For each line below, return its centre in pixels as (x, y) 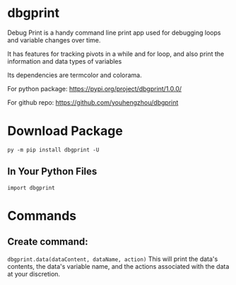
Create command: (48, 242)
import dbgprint (31, 188)
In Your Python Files (52, 171)
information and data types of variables (65, 61)
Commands (42, 215)
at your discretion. (34, 274)
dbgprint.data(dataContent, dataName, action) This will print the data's (113, 259)
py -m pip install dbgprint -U (53, 150)
